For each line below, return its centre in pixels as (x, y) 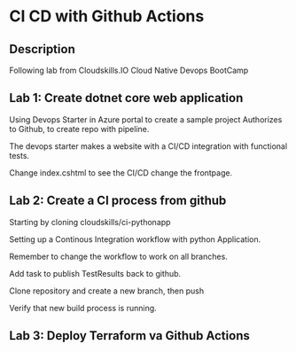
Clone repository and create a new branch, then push (107, 291)
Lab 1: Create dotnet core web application (126, 98)
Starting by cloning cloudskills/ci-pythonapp (90, 222)
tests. (19, 155)
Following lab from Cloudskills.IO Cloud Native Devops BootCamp (129, 70)
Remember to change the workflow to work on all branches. (118, 256)
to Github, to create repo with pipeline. (79, 129)
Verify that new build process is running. (83, 308)
